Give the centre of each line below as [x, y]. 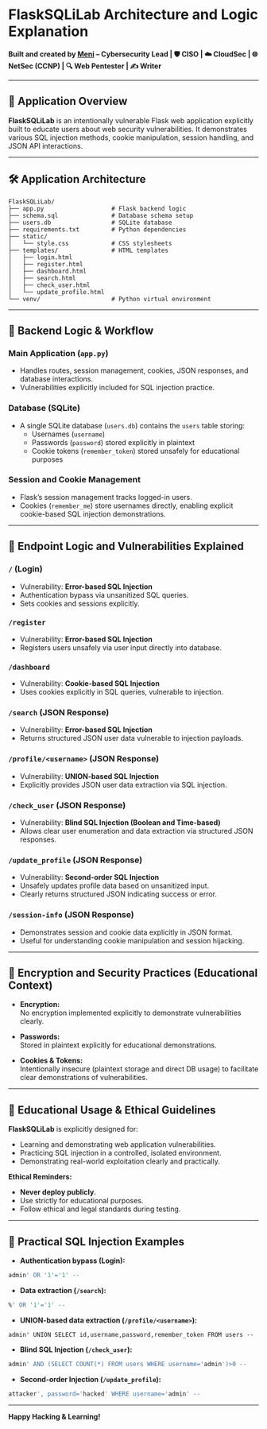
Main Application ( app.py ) [58, 353]
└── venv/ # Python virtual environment [110, 299]
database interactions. [56, 379]
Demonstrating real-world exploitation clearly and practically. [120, 1161]
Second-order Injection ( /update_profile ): [90, 1379]
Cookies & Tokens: [51, 1061]
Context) [31, 986]
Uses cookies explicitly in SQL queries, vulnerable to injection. [122, 692]
